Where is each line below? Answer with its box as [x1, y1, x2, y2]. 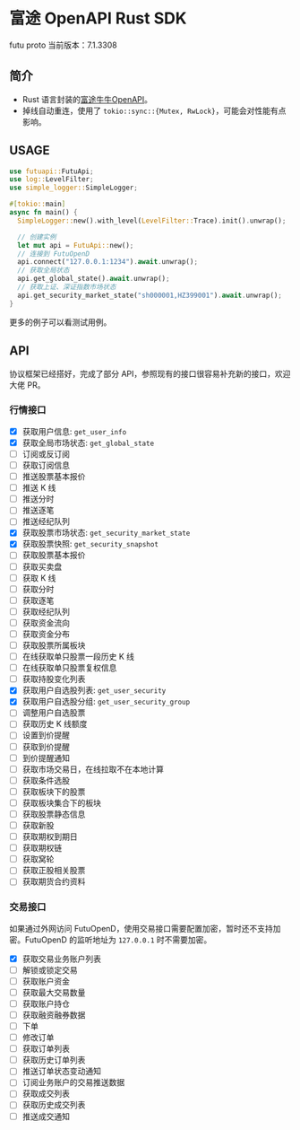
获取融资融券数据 [21, 1009, 86, 1020]
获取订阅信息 [21, 460, 70, 470]
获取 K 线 [21, 572, 56, 583]
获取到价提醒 [21, 741, 70, 752]
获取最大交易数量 [21, 986, 86, 997]
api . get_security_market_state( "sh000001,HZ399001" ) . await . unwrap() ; [17, 291, 282, 300]
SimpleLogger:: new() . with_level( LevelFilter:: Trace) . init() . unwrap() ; [17, 216, 287, 225]
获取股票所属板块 [21, 639, 86, 651]
